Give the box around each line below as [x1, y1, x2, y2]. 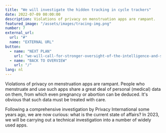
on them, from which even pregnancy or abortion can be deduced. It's [5, 91, 148, 97]
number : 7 [5, 26, 26, 31]
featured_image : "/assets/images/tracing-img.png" [5, 21, 112, 26]
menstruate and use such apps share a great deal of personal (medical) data [5, 86, 161, 92]
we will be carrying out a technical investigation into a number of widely [5, 117, 152, 123]
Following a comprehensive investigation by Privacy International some [5, 106, 150, 112]
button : [5, 44, 21, 49]
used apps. [5, 122, 28, 128]
